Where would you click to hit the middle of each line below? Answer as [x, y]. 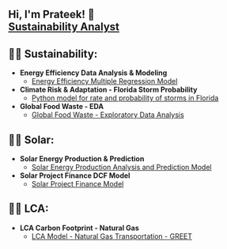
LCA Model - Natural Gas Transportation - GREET [112, 236]
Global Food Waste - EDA [62, 107]
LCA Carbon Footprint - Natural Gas [79, 228]
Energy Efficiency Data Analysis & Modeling [93, 73]
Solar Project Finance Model [78, 184]
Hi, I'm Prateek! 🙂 [51, 15]
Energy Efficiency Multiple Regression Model [104, 81]
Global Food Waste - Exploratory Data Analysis [108, 115]
